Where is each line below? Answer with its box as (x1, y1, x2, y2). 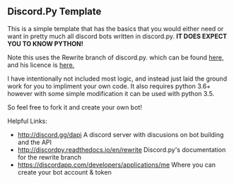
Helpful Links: (7, 117, 48, 125)
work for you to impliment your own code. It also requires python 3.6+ (7, 81, 211, 90)
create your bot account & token (17, 167, 112, 176)
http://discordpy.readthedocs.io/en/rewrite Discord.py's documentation (17, 145, 226, 154)
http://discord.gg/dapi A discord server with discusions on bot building (17, 130, 224, 138)
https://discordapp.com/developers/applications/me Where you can (17, 160, 216, 169)
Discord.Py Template (7, 6, 102, 18)
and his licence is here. (7, 60, 75, 69)
